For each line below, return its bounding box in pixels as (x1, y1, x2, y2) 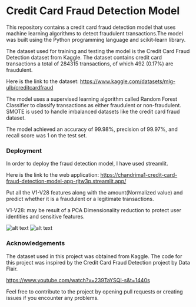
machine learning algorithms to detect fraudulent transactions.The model (6, 29, 184, 37)
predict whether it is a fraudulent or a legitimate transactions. (6, 196, 154, 203)
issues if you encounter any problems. (6, 294, 99, 301)
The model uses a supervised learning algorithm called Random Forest (6, 95, 178, 103)
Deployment (6, 146, 42, 154)
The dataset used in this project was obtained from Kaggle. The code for (6, 252, 182, 260)
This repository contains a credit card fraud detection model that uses (6, 24, 176, 31)
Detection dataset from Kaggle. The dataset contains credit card (6, 54, 162, 61)
